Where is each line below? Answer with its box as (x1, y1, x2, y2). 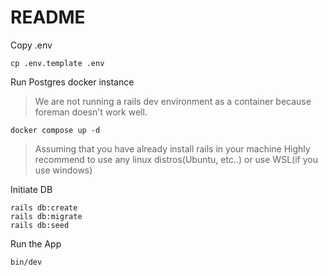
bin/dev (10, 257, 43, 267)
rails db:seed (10, 220, 70, 230)
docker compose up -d (10, 125, 101, 135)
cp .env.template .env (10, 58, 105, 68)
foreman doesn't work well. (34, 106, 148, 118)
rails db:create (10, 202, 78, 213)
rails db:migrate (10, 211, 83, 221)
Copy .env (10, 39, 53, 51)
